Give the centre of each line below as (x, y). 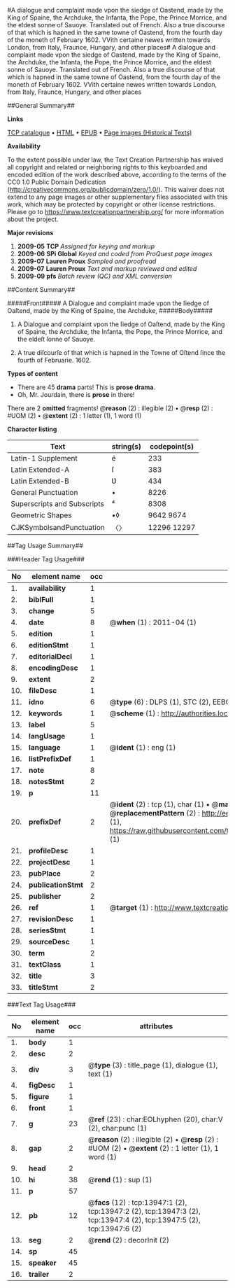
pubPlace (45, 873)
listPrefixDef (50, 759)
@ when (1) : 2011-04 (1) (153, 622)
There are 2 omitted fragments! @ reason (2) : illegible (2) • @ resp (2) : (110, 408)
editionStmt (49, 645)
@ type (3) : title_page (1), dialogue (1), (153, 1065)
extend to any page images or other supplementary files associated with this (117, 197)
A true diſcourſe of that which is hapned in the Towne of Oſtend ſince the (121, 352)
